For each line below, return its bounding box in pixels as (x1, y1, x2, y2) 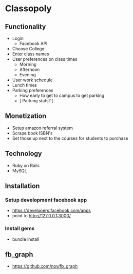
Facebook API (19, 41, 48, 46)
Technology (5, 150, 42, 158)
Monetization (5, 112, 46, 120)
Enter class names (12, 51, 50, 57)
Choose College (12, 46, 45, 51)
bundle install (12, 236, 39, 242)
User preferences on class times (12, 56, 77, 62)
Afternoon (19, 67, 40, 72)
